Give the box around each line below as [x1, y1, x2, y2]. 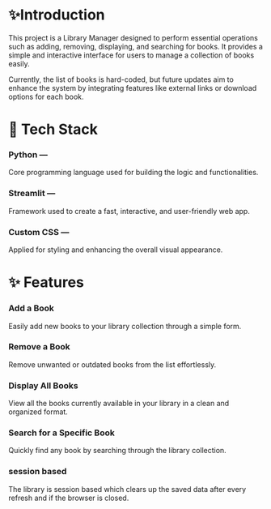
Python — [8, 149, 49, 160]
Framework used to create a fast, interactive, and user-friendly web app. [8, 206, 251, 216]
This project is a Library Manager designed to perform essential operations [8, 32, 259, 42]
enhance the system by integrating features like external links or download [8, 83, 257, 92]
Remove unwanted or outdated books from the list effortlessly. [8, 359, 217, 370]
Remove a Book [8, 341, 70, 353]
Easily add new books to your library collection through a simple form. [8, 321, 242, 331]
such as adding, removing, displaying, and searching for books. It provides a [8, 41, 263, 51]
